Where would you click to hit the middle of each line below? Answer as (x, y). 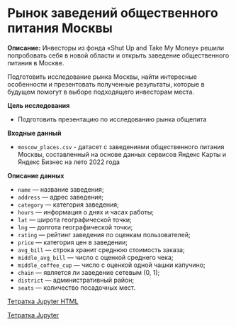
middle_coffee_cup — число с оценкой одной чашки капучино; (111, 265)
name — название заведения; (61, 189)
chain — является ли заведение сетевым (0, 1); (89, 272)
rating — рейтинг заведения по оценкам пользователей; (104, 234)
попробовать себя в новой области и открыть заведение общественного (118, 55)
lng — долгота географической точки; (75, 227)
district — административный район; (76, 280)
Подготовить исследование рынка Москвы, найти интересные (102, 77)
